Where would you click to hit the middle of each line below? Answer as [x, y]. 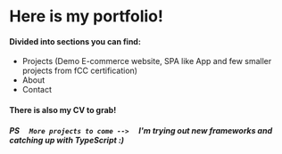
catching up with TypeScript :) [67, 140]
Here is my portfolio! [86, 16]
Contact [37, 90]
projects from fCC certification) [80, 71]
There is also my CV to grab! [63, 109]
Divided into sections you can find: [75, 41]
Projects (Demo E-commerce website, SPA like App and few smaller [147, 61]
